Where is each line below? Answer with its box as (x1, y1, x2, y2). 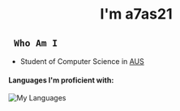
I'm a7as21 (100, 5, 173, 23)
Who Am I (13, 37, 58, 49)
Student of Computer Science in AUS (19, 57, 144, 66)
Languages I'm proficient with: (8, 75, 114, 85)
